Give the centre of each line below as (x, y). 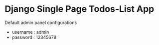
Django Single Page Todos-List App (79, 9)
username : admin (30, 32)
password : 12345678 (34, 37)
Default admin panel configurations (41, 22)
